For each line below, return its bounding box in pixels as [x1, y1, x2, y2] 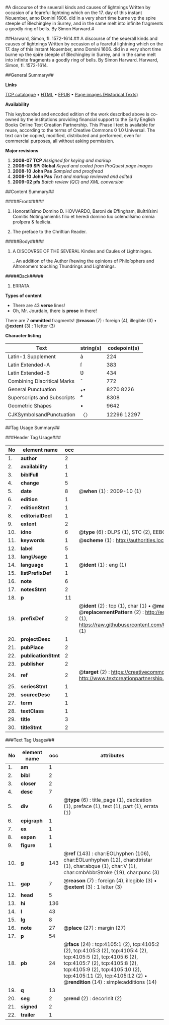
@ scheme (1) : [78, 537, 115, 544]
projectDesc [21, 636, 51, 642]
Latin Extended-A [8, 361, 50, 368]
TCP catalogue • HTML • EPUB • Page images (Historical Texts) [5, 92, 138, 97]
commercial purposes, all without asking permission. [5, 138, 115, 144]
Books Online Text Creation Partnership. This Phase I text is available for [5, 122, 155, 128]
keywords [21, 537, 45, 544]
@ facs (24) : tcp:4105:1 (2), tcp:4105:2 [63, 941, 159, 947]
